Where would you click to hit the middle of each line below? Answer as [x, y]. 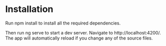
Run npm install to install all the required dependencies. [63, 23]
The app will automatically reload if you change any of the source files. [79, 38]
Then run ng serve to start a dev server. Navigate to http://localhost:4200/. [83, 32]
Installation [29, 9]
